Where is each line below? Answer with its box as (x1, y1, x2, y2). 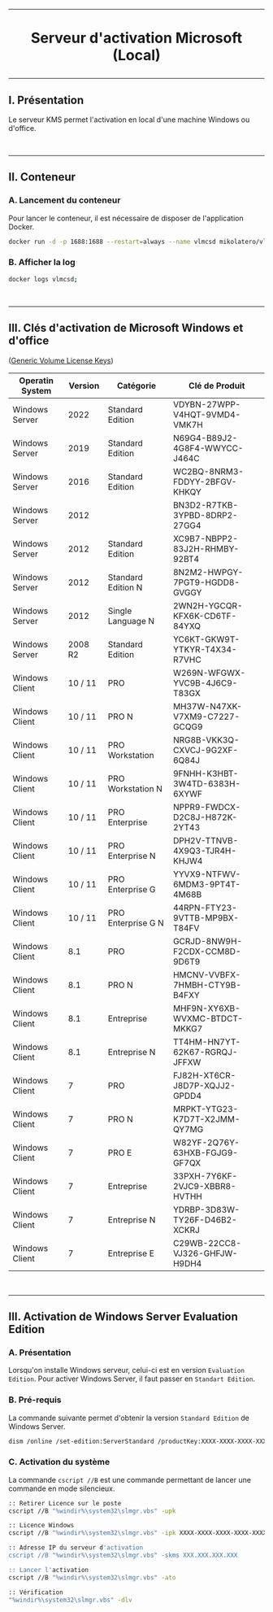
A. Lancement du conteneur (8, 194, 121, 206)
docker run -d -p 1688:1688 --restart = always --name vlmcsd (8, 237, 217, 246)
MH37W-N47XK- (173, 700, 242, 712)
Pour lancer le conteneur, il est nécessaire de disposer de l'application (8, 213, 244, 223)
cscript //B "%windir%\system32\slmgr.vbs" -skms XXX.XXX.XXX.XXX (8, 1551, 238, 1560)
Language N (107, 615, 155, 626)
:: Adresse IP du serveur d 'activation (8, 1544, 144, 1552)
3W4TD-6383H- (173, 778, 241, 789)
